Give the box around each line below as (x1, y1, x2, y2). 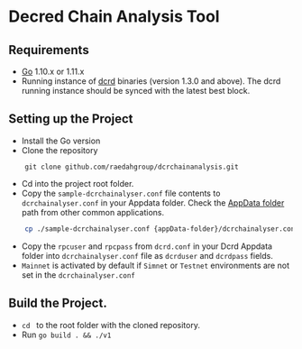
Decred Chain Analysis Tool (8, 6, 220, 27)
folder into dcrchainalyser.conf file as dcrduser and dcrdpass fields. (21, 250, 274, 261)
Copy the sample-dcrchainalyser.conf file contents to (21, 188, 221, 198)
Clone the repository (21, 144, 98, 155)
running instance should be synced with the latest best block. (21, 86, 251, 96)
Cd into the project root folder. (21, 178, 134, 188)
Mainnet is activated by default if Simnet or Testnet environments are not (21, 260, 290, 271)
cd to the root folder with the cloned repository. (21, 319, 200, 330)
